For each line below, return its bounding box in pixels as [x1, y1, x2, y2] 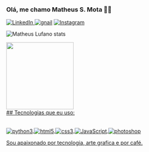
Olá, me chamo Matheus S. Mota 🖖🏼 [6, 5, 112, 14]
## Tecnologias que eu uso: [6, 109, 75, 116]
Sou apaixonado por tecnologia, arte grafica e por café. [6, 139, 143, 146]
